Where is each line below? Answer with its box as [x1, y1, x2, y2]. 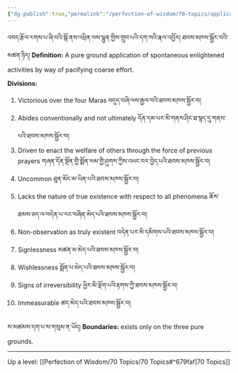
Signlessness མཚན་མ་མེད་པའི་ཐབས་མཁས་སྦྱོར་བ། [17, 245, 139, 254]
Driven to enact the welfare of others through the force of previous [17, 146, 212, 155]
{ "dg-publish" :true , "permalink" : [7, 10, 106, 18]
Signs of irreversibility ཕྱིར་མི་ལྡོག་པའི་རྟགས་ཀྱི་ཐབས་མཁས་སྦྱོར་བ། [17, 281, 178, 289]
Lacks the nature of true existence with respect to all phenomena [17, 192, 208, 201]
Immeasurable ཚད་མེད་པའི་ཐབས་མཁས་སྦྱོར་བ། [17, 299, 131, 307]
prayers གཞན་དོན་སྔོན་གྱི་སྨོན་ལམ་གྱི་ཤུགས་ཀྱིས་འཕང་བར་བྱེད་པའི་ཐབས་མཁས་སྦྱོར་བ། [17, 157, 210, 165]
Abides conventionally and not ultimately [17, 113, 137, 122]
